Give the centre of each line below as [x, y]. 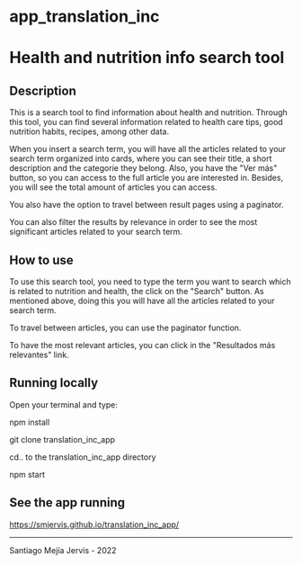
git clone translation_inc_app [62, 439]
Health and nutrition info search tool [147, 58]
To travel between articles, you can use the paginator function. [125, 327]
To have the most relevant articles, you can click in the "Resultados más [142, 345]
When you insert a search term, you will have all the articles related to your [147, 149]
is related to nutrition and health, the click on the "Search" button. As [137, 291]
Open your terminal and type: [64, 404]
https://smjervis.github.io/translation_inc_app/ [94, 525]
